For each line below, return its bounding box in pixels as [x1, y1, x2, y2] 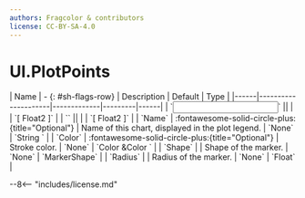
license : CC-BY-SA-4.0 [9, 22, 96, 31]
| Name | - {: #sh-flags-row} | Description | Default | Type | [9, 91, 230, 102]
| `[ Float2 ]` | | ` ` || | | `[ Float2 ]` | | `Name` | [9, 113, 174, 124]
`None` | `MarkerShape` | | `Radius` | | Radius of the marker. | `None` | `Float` [9, 151, 296, 162]
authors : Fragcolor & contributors [9, 13, 145, 23]
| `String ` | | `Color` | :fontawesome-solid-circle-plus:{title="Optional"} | [9, 132, 280, 143]
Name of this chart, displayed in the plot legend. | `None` [81, 122, 294, 133]
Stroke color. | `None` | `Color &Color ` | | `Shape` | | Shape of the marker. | [9, 142, 289, 153]
